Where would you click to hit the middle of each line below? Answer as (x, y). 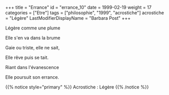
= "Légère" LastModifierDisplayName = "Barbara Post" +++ (68, 18)
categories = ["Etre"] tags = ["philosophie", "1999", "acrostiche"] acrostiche (85, 13)
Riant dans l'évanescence (32, 67)
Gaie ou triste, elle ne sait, (33, 47)
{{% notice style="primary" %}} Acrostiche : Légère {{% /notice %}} (77, 87)
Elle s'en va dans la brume (33, 38)
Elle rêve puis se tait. (27, 57)
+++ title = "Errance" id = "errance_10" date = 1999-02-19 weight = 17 (78, 7)
